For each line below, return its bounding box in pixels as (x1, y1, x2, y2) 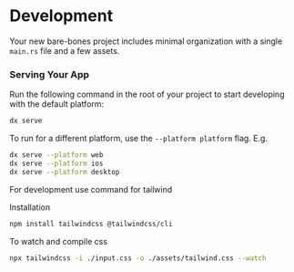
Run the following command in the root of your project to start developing (9, 89, 285, 100)
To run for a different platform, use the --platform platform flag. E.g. (9, 133, 269, 144)
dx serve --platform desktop (9, 167, 120, 176)
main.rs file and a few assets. (9, 45, 120, 56)
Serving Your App (9, 68, 89, 80)
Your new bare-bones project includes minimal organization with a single (9, 36, 283, 47)
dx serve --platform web (9, 151, 104, 160)
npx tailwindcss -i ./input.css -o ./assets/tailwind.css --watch (9, 253, 267, 263)
